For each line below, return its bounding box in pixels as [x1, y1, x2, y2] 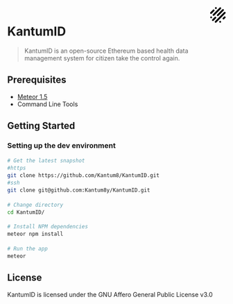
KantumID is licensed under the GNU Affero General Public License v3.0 [7, 290, 213, 298]
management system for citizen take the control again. [24, 53, 180, 62]
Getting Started [7, 120, 76, 132]
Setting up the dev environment [7, 141, 116, 151]
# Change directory [7, 201, 64, 208]
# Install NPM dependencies [7, 223, 89, 230]
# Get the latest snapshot [7, 158, 85, 164]
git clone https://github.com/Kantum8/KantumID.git [7, 172, 159, 179]
